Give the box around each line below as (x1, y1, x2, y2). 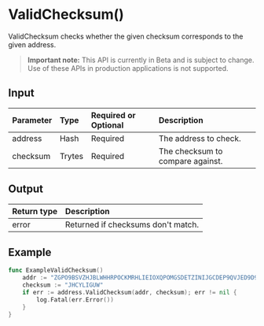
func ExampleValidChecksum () (8, 266, 104, 275)
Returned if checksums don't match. (65, 219, 200, 230)
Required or (90, 109, 136, 120)
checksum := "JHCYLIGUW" (22, 281, 104, 289)
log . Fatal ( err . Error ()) (36, 295, 114, 304)
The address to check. (158, 132, 241, 143)
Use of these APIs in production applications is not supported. (27, 63, 229, 72)
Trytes (59, 150, 84, 161)
